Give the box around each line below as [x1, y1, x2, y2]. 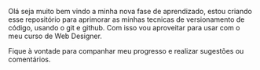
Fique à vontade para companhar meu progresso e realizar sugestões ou [8, 47, 244, 55]
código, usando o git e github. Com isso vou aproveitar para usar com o [8, 23, 240, 32]
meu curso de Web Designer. [8, 31, 102, 40]
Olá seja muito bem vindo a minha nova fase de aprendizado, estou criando [8, 7, 253, 16]
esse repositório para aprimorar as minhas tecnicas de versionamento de [8, 15, 245, 24]
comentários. [8, 54, 51, 64]
